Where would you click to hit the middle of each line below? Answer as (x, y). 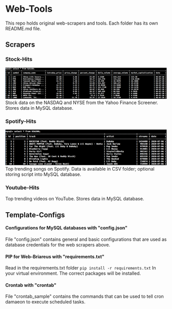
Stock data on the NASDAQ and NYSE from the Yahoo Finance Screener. (82, 102)
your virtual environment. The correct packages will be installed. (73, 273)
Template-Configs (35, 215)
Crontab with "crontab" (31, 285)
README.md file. (23, 28)
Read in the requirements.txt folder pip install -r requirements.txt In (81, 268)
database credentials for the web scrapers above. (58, 245)
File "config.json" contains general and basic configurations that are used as (86, 239)
